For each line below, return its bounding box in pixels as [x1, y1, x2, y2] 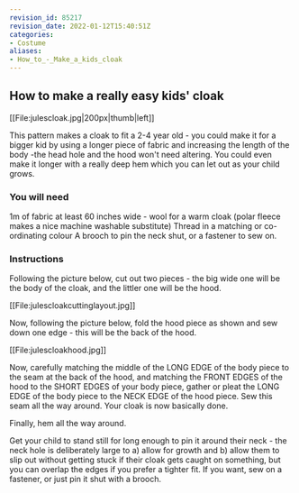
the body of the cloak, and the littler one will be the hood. [9, 283, 222, 294]
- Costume [9, 38, 47, 48]
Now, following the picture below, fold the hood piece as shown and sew [9, 317, 278, 329]
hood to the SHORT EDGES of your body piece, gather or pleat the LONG [9, 381, 280, 392]
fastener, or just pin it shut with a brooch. [9, 474, 162, 485]
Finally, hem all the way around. [9, 418, 127, 429]
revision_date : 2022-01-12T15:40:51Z [9, 22, 151, 31]
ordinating [9, 231, 48, 242]
